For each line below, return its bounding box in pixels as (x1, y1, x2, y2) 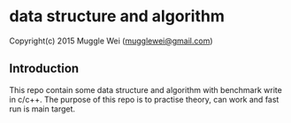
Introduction (9, 61, 80, 76)
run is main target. (9, 104, 76, 114)
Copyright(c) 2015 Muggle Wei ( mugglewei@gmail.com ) (9, 35, 214, 46)
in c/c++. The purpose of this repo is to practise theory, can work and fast (9, 94, 280, 104)
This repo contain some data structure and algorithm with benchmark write (9, 84, 283, 95)
